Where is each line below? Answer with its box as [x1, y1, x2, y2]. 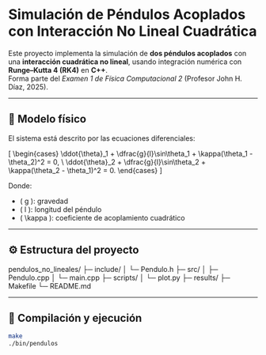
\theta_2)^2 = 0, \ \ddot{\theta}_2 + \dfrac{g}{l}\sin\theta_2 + [8, 157, 206, 167]
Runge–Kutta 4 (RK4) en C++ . [8, 65, 108, 74]
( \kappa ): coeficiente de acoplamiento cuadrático [19, 213, 185, 222]
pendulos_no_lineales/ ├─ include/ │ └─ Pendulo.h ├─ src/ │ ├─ [8, 264, 218, 274]
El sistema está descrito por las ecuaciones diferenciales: [8, 133, 196, 143]
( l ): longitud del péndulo [19, 204, 102, 214]
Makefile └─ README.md [8, 281, 91, 290]
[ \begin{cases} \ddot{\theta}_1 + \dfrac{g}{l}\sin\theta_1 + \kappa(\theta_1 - [8, 149, 253, 158]
